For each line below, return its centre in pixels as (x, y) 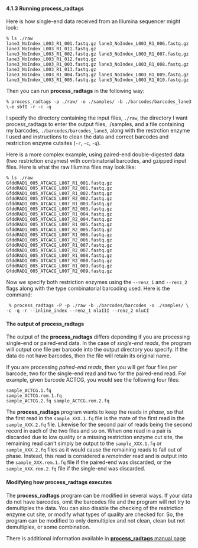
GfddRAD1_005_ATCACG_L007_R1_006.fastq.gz (59, 235)
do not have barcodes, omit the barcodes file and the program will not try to (98, 502)
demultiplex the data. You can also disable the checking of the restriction (95, 508)
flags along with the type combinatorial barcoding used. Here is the (88, 288)
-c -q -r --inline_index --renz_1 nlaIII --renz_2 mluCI (78, 311)
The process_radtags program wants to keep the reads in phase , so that (95, 412)
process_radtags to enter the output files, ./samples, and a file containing (95, 124)
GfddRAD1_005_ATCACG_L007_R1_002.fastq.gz (59, 194)
